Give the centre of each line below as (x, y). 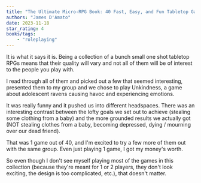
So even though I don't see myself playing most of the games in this (90, 160)
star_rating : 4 (25, 28)
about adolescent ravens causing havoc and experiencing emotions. (90, 94)
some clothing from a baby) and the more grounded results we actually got (98, 118)
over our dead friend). (33, 131)
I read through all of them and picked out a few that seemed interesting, (95, 81)
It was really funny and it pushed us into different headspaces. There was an (100, 105)
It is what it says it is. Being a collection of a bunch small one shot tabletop (98, 57)
